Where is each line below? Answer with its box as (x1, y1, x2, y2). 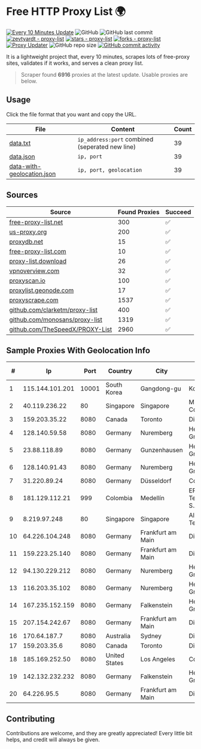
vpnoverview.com (9, 266, 60, 275)
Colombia (105, 494, 133, 503)
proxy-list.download (9, 257, 67, 265)
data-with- (9, 162, 42, 170)
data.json (9, 152, 35, 161)
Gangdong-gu (140, 384, 181, 393)
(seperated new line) (77, 142, 136, 151)
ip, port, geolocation (77, 166, 142, 173)
